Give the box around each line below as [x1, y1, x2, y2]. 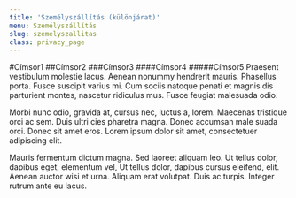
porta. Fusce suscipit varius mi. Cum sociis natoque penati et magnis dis [9, 80, 274, 91]
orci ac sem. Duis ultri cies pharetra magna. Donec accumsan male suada [9, 117, 278, 127]
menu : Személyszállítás [9, 21, 97, 30]
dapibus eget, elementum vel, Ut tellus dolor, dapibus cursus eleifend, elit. [9, 162, 280, 172]
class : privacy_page [9, 37, 86, 47]
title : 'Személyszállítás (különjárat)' [9, 12, 161, 22]
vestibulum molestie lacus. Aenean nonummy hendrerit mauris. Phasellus [9, 72, 277, 82]
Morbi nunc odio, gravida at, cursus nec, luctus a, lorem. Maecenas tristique [9, 107, 288, 118]
